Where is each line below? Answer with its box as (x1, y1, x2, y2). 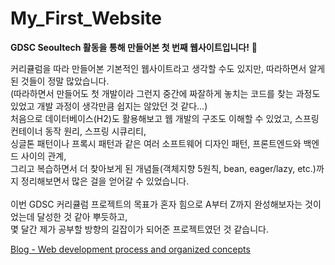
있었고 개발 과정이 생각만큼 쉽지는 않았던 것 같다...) (10, 100, 208, 112)
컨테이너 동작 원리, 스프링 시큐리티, (10, 125, 147, 137)
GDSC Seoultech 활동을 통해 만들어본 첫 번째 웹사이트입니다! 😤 (10, 41, 258, 53)
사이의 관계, (20, 150, 67, 162)
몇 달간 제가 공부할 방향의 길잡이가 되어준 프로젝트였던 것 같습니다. (10, 223, 269, 235)
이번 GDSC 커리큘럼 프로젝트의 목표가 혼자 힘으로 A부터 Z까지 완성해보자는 (10, 198, 303, 210)
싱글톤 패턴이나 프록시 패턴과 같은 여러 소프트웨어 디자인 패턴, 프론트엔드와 (10, 137, 302, 149)
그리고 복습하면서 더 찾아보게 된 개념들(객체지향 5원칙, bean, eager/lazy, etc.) (10, 162, 317, 174)
